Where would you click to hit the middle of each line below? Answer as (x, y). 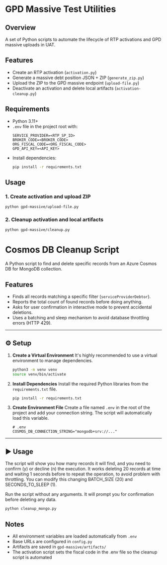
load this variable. (31, 418)
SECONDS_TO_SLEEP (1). (31, 485)
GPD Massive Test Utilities (61, 9)
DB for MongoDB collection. (34, 269)
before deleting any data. (31, 500)
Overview (21, 28)
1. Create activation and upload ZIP (48, 196)
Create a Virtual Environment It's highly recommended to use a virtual (85, 355)
